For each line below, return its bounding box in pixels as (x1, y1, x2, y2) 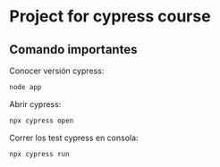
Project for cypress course (9, 6, 212, 27)
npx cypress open (9, 116, 74, 125)
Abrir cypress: (9, 98, 62, 109)
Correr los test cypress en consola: (9, 132, 139, 143)
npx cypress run (9, 149, 70, 158)
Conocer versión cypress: (9, 65, 105, 76)
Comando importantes (9, 42, 138, 57)
